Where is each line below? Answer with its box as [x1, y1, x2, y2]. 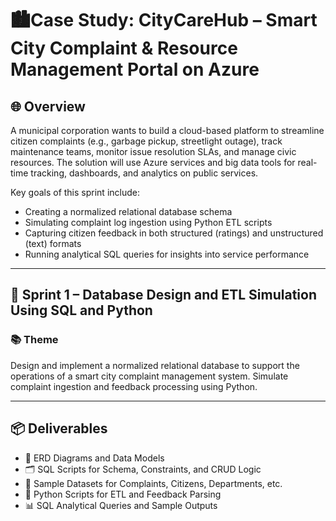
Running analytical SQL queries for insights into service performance [24, 248, 310, 260]
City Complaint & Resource [10, 37, 238, 60]
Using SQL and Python [10, 302, 153, 319]
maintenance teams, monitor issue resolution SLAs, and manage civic [10, 146, 297, 157]
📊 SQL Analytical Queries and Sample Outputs [24, 499, 218, 511]
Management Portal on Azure [10, 58, 260, 81]
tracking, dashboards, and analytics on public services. [30, 167, 259, 179]
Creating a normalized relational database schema [24, 206, 233, 217]
